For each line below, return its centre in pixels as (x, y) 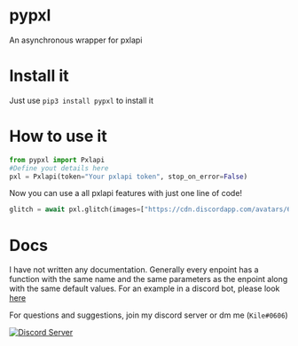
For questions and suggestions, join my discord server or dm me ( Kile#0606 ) (149, 315)
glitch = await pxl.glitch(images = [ (77, 209)
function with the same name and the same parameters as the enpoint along (149, 279)
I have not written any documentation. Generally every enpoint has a (134, 270)
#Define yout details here (59, 168)
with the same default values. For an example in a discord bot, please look (145, 288)
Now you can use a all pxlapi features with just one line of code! (125, 193)
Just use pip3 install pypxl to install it (81, 100)
